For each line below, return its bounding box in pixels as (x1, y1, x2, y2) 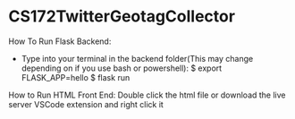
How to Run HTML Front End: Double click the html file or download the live (8, 89, 287, 100)
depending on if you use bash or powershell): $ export (21, 63, 223, 73)
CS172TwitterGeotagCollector (8, 6, 236, 27)
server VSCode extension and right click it (8, 98, 164, 109)
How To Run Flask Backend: (8, 36, 112, 47)
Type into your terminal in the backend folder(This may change (21, 53, 254, 64)
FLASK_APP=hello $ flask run (21, 72, 131, 82)
